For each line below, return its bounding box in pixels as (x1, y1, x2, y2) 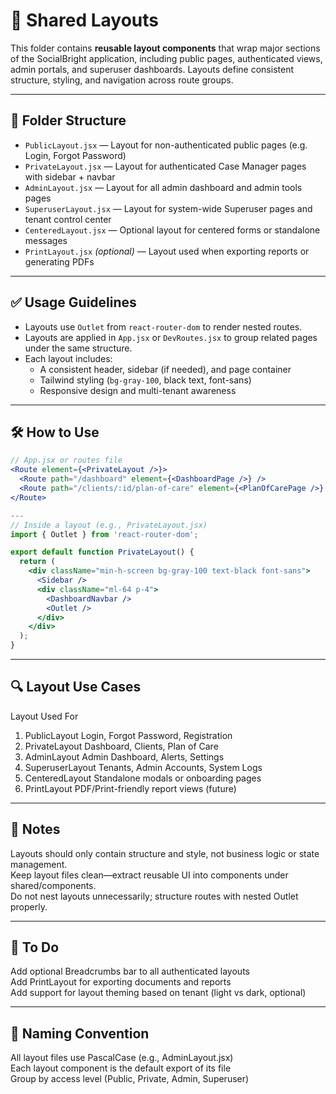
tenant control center (24, 213, 112, 225)
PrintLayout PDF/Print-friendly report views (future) (24, 782, 237, 794)
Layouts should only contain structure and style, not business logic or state (10, 847, 320, 859)
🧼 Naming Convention (10, 1025, 150, 1042)
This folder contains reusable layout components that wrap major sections (10, 42, 321, 54)
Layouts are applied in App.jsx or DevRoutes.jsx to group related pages (24, 331, 318, 343)
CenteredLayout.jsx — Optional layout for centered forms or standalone (24, 224, 321, 236)
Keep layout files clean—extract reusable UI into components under (10, 869, 289, 881)
